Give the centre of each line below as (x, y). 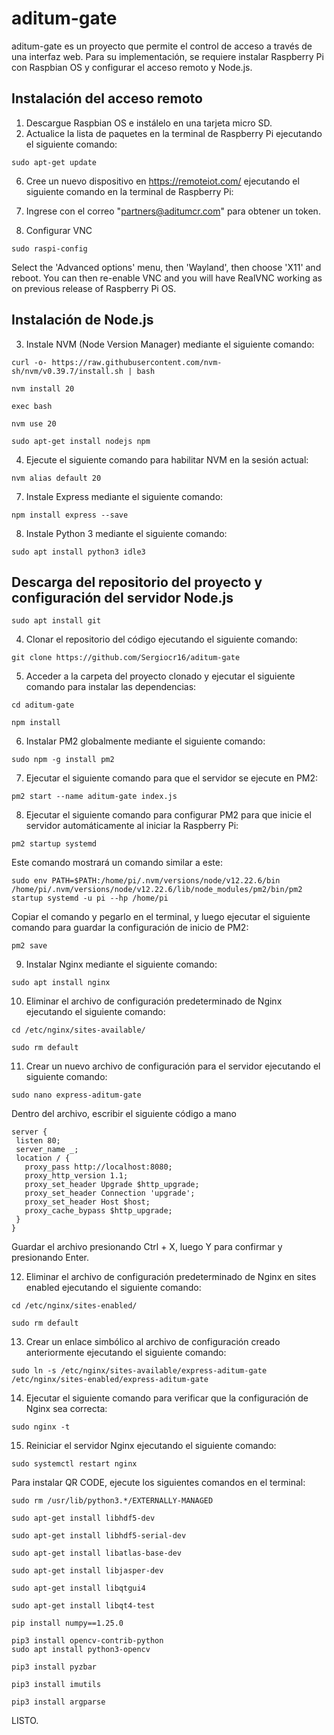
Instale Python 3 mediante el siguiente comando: (126, 533)
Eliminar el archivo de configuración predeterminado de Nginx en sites (171, 1277)
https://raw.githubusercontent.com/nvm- (137, 362)
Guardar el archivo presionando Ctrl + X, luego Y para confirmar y (147, 1247)
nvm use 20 (34, 423)
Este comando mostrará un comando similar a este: (117, 863)
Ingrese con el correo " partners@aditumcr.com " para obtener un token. (173, 211)
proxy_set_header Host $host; (87, 1202)
